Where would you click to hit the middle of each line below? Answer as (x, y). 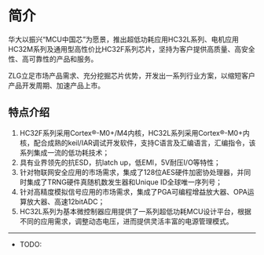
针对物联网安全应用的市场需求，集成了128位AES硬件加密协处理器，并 (132, 172)
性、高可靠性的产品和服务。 (53, 59)
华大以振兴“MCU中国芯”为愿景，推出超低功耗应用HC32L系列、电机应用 (124, 39)
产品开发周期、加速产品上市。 (56, 85)
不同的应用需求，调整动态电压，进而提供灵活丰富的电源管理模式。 (126, 221)
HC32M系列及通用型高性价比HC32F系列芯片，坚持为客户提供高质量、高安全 (132, 49)
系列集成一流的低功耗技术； (64, 152)
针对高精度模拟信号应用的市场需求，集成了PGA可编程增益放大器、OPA (133, 191)
